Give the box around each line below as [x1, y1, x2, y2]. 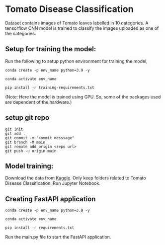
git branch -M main [5, 140, 46, 145]
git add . [5, 131, 26, 136]
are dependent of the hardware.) [5, 99, 72, 105]
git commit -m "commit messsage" [5, 135, 75, 140]
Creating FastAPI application [5, 195, 96, 203]
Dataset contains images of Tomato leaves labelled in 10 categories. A [5, 20, 149, 26]
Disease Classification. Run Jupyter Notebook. [5, 180, 100, 186]
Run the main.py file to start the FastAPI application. [5, 234, 111, 240]
